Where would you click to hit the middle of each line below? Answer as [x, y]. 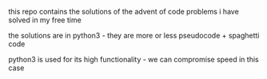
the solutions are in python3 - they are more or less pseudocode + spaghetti [134, 36]
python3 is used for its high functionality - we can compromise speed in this [133, 59]
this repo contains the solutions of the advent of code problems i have [124, 12]
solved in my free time [45, 20]
